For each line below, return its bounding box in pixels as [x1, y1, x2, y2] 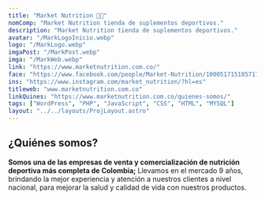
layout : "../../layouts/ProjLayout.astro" [8, 108, 150, 115]
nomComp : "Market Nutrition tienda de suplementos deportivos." [8, 19, 224, 27]
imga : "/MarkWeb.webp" [8, 56, 83, 64]
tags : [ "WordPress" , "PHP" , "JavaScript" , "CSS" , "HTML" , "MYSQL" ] [8, 100, 235, 108]
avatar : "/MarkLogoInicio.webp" [8, 33, 114, 42]
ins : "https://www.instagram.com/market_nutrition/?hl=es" [8, 77, 207, 85]
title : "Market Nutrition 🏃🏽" [8, 11, 108, 20]
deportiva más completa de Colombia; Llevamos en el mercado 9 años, [8, 165, 244, 175]
